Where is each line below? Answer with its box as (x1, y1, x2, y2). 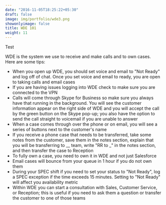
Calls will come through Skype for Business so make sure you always (12, 95, 154, 101)
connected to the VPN (12, 90, 58, 95)
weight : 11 (5, 30, 28, 35)
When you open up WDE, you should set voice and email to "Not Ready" (12, 68, 160, 74)
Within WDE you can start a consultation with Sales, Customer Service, (12, 185, 158, 190)
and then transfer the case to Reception (12, 147, 94, 153)
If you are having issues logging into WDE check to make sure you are (12, 84, 156, 90)
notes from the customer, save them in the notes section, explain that (12, 137, 154, 143)
